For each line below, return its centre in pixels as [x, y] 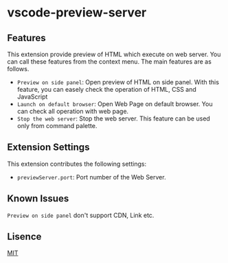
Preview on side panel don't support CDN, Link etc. [81, 215]
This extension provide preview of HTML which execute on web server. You [114, 54]
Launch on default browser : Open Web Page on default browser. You [115, 104]
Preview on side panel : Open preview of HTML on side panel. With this [118, 82]
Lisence [24, 237]
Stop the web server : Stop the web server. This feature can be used [114, 118]
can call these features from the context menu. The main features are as [109, 62]
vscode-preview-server [77, 13]
